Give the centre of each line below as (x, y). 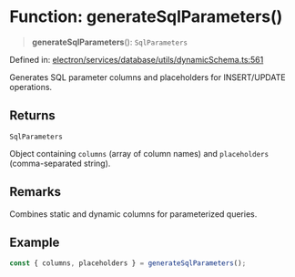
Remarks (36, 192)
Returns (33, 116)
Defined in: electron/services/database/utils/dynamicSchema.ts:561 (137, 59)
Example (35, 242)
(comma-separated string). (60, 163)
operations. (31, 87)
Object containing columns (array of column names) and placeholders (139, 153)
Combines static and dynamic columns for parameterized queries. (133, 214)
